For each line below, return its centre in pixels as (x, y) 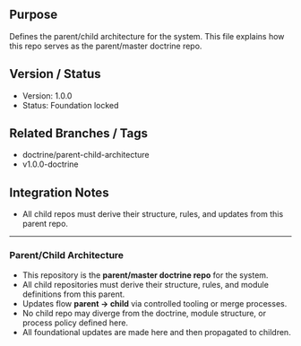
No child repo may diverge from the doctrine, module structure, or (144, 313)
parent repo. (45, 224)
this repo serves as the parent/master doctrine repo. (106, 46)
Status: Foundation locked (70, 105)
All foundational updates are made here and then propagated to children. (156, 332)
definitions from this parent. (73, 294)
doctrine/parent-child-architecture (86, 155)
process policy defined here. (75, 323)
